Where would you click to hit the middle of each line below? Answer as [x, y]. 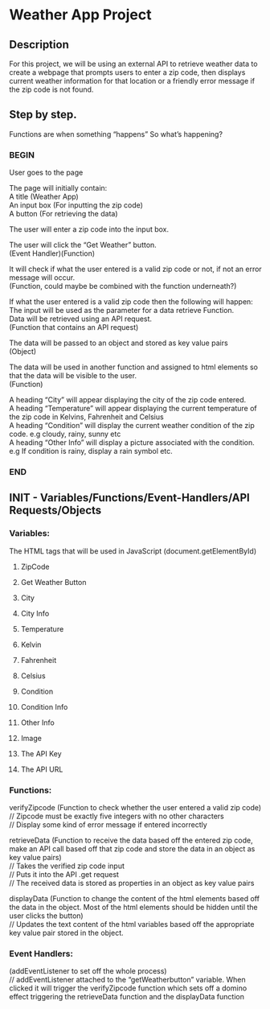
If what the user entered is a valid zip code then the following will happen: [131, 302]
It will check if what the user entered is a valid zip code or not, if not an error [135, 269]
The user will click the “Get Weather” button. [83, 245]
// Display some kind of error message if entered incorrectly [108, 825]
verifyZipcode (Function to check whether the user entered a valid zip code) [135, 808]
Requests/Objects [55, 511]
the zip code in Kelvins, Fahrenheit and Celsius [86, 417]
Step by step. [43, 115]
